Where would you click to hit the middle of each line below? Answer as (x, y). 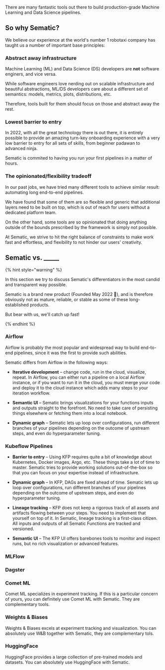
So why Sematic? (32, 28)
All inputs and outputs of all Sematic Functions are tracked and (76, 524)
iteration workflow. (31, 393)
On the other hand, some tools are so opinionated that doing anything (76, 222)
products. (39, 305)
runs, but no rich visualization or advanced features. (65, 544)
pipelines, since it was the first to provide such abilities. (71, 353)
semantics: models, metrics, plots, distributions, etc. (58, 94)
